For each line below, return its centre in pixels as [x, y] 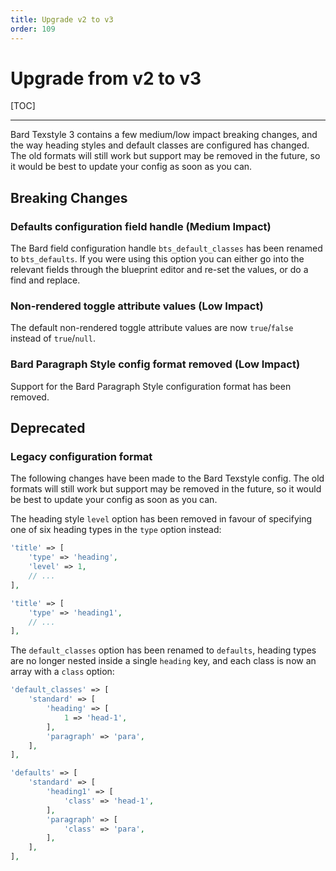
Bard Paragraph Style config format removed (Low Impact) [155, 364]
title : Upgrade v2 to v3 [62, 19]
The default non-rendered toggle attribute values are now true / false [152, 328]
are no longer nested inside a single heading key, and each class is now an [163, 661]
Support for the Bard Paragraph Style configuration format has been [151, 386]
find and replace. [45, 280]
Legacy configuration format [81, 457]
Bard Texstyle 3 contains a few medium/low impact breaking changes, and [164, 135]
